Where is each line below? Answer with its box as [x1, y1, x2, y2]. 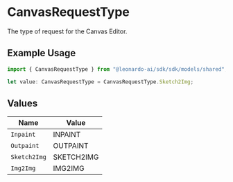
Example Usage [7, 47, 76, 59]
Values [7, 97, 38, 109]
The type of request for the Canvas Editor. [7, 27, 128, 35]
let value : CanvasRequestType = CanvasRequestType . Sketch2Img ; [7, 78, 194, 85]
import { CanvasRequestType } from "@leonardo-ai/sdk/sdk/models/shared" [7, 65, 225, 73]
